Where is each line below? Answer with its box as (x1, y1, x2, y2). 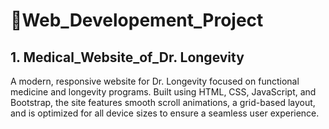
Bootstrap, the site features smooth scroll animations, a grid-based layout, (10, 97, 316, 108)
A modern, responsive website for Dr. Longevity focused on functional (10, 75, 300, 87)
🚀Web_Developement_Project (10, 9, 264, 32)
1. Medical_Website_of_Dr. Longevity (10, 49, 245, 66)
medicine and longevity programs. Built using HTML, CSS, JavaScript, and (10, 86, 317, 98)
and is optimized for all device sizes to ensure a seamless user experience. (10, 107, 320, 119)
